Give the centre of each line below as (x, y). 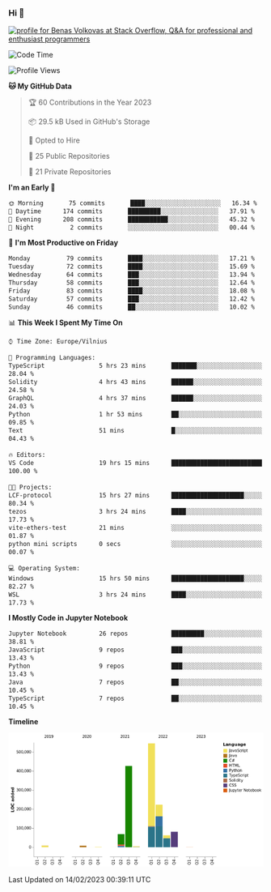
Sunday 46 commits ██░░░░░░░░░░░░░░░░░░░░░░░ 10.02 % (131, 307)
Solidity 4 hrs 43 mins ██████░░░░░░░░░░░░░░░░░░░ (135, 382)
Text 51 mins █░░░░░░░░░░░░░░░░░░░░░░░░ (135, 431)
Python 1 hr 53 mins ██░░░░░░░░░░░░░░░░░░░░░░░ (135, 415)
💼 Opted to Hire (54, 140)
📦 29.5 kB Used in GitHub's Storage (89, 122)
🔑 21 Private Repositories (70, 172)
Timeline (23, 722)
